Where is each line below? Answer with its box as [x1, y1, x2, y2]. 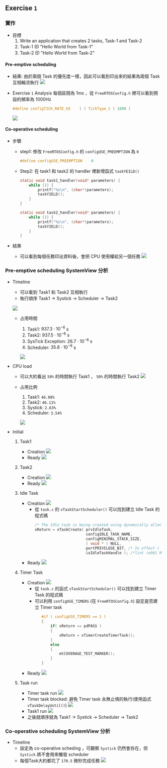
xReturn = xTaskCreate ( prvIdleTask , [34, 527, 113, 532]
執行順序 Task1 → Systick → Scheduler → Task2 [19, 295, 118, 301]
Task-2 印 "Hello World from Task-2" [19, 50, 95, 56]
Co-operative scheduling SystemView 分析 [5, 728, 110, 735]
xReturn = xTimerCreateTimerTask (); [59, 633, 135, 638]
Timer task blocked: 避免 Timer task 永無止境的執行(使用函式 [27, 696, 152, 702]
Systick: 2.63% [27, 405, 56, 411]
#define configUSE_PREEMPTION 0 [19, 158, 93, 163]
